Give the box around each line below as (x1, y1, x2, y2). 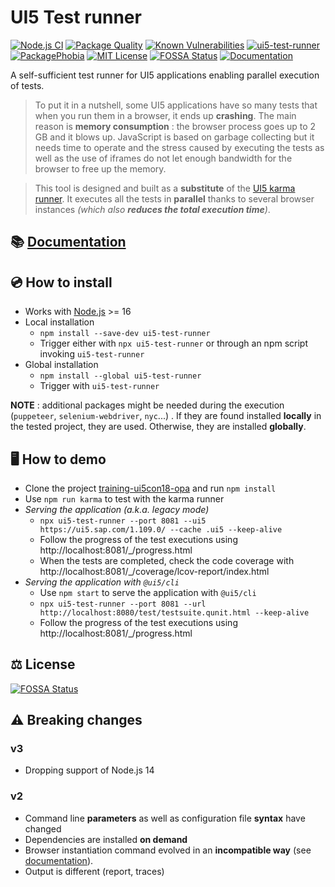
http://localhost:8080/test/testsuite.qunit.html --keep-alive (39, 607, 310, 618)
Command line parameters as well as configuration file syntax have (24, 812, 306, 824)
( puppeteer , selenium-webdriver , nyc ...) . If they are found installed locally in (10, 410, 322, 422)
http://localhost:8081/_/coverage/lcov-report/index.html (39, 565, 270, 577)
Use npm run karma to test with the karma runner (24, 492, 225, 505)
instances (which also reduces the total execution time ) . (34, 203, 271, 215)
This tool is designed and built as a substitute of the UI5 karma (34, 182, 296, 194)
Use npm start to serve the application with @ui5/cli (39, 586, 257, 598)
